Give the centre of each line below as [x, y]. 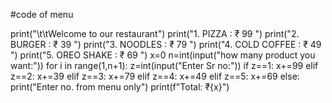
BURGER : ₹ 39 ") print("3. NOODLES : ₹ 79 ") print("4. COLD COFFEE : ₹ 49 [166, 44]
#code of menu [42, 14]
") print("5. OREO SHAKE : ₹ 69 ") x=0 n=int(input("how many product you [163, 55]
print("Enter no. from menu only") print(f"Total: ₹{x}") [120, 87]
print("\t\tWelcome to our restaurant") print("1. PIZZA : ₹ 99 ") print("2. [155, 33]
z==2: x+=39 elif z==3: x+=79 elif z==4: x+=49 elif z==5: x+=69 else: [155, 76]
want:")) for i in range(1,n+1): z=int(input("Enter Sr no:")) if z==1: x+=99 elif [164, 65]
